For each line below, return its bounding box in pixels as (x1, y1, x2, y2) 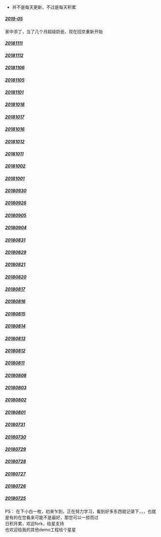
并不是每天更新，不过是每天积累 (12, 4, 76, 10)
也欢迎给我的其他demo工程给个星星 (5, 526, 76, 533)
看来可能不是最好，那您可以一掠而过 (26, 514, 98, 520)
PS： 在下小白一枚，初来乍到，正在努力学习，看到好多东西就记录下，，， (5, 508, 148, 514)
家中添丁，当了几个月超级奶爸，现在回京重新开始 (5, 28, 103, 34)
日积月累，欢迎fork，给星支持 (5, 520, 64, 526)
